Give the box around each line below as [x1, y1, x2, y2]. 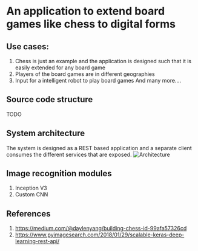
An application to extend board [6, 4, 165, 18]
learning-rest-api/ [15, 238, 60, 245]
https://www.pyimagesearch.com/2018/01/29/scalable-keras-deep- [15, 231, 185, 238]
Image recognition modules [6, 168, 112, 179]
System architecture [6, 128, 85, 139]
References [6, 208, 51, 219]
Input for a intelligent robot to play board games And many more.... [15, 77, 182, 84]
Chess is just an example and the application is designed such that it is [15, 58, 192, 64]
